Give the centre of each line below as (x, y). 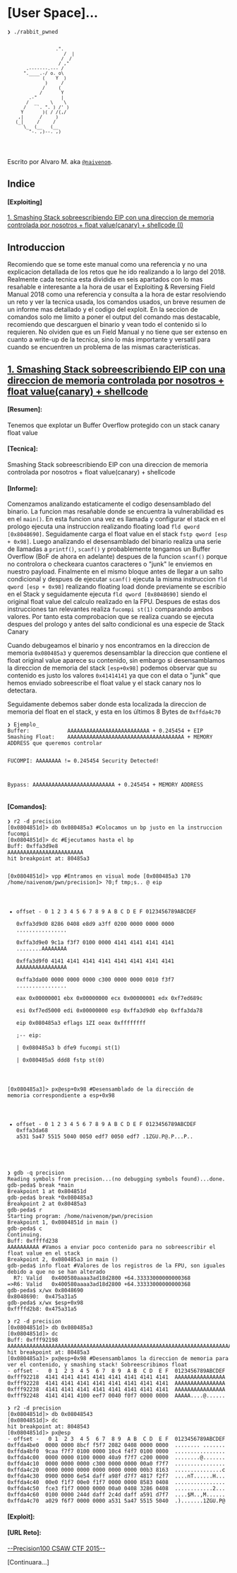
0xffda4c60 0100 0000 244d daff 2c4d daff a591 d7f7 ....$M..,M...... (116, 1495)
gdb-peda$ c (25, 1229)
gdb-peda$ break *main (41, 1185)
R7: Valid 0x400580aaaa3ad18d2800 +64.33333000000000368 (102, 1278)
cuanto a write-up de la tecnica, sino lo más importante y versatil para (109, 339)
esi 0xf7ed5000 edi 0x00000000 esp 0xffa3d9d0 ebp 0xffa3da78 (110, 1010)
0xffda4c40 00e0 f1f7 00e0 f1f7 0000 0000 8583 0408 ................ (116, 1482)
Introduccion (36, 247)
